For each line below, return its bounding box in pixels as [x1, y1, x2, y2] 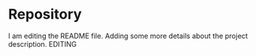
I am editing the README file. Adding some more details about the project [8, 31, 248, 40]
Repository [8, 5, 82, 23]
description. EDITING [8, 39, 77, 48]
